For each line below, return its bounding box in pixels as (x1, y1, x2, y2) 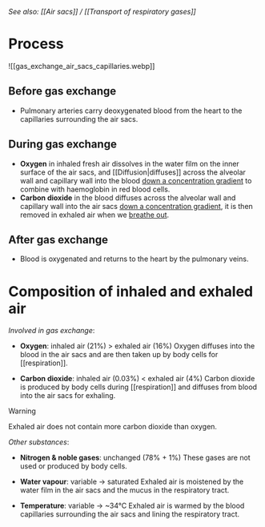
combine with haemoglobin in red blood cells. (19, 184, 171, 194)
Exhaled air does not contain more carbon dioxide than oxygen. (8, 422, 218, 432)
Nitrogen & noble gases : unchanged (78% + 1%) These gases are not (19, 453, 251, 463)
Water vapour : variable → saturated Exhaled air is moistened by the (19, 477, 244, 487)
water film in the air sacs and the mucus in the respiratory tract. (19, 485, 230, 495)
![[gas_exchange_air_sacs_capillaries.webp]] (8, 61, 155, 70)
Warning (8, 406, 36, 416)
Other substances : (8, 437, 70, 447)
